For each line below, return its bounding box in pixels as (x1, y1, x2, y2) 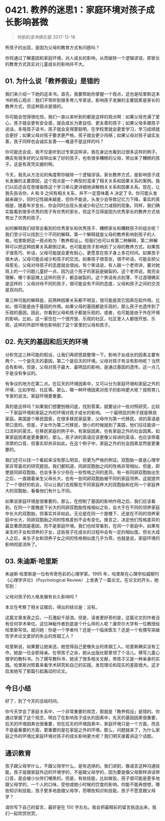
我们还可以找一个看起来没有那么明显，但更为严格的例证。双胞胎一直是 (5, 457, 147, 463)
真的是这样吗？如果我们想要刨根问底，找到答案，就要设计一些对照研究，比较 (5, 403, 160, 409)
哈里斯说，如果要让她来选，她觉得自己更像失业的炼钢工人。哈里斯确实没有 (5, 644, 156, 650)
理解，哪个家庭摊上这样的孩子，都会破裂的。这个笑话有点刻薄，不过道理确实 (5, 274, 160, 280)
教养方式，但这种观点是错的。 (5, 103, 65, 109)
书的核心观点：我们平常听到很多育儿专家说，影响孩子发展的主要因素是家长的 (5, 97, 160, 103)
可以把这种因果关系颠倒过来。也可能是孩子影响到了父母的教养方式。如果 (9, 243, 156, 249)
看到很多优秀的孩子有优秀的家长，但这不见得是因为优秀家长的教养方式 (13, 208, 156, 214)
